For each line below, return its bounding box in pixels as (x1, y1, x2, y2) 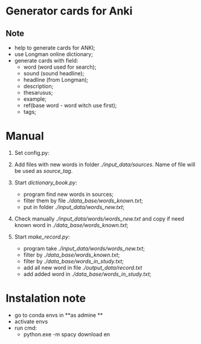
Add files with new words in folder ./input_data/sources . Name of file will (14, 161, 196, 168)
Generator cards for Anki (5, 4, 133, 18)
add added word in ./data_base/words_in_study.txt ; (23, 270, 152, 278)
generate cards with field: (14, 57, 78, 64)
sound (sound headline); (23, 70, 85, 77)
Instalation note (5, 292, 86, 305)
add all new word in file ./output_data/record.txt (23, 264, 142, 271)
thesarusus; (23, 89, 53, 96)
